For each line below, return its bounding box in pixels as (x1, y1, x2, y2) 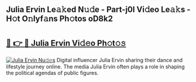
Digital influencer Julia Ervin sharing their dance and (56, 57, 183, 63)
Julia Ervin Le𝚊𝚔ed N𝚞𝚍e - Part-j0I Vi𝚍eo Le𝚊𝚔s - (6, 5, 191, 15)
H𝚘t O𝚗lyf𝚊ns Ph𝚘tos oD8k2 (6, 14, 113, 24)
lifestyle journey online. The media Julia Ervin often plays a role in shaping (6, 63, 185, 70)
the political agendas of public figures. (6, 70, 99, 76)
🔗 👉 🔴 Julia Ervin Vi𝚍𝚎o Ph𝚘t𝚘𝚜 (6, 38, 126, 48)
